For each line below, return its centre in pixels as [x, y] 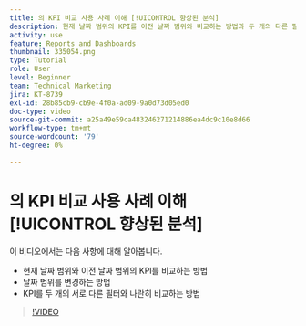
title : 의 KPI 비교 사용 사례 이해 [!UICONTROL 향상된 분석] [114, 18]
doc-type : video [40, 111]
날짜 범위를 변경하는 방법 [66, 282]
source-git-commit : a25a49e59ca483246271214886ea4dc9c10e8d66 [130, 120]
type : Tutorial [38, 60]
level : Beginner [40, 78]
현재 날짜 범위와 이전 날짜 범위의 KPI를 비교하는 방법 [115, 270]
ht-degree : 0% [36, 145]
